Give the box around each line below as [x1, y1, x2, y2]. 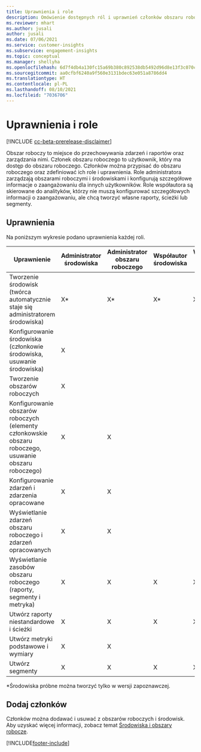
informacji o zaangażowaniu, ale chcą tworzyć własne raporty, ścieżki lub [6, 194, 188, 201]
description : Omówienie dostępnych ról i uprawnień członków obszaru [6, 14, 184, 20]
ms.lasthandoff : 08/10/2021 [6, 87, 77, 93]
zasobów [9, 563, 35, 571]
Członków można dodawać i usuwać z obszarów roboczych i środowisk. [6, 716, 185, 723]
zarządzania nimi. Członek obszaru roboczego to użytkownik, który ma [6, 156, 181, 163]
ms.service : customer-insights [6, 42, 84, 48]
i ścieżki [9, 625, 32, 633]
